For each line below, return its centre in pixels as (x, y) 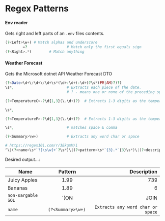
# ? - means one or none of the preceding (110, 92)
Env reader (16, 22)
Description (143, 172)
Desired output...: (23, 159)
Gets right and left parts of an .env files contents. (55, 34)
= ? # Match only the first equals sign (82, 47)
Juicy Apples (23, 180)
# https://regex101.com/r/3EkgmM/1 (41, 146)
